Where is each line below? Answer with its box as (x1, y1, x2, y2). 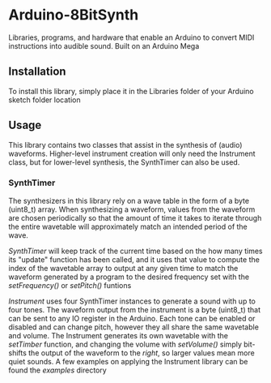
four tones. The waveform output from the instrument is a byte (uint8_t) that (8, 304, 261, 314)
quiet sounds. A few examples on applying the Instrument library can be (8, 356, 248, 366)
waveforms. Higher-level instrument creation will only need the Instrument (8, 148, 256, 158)
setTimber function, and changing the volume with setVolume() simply (8, 339, 243, 349)
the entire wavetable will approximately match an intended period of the (8, 222, 248, 231)
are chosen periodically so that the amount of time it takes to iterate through (8, 213, 262, 222)
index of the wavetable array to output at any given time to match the (8, 263, 239, 273)
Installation (8, 65, 66, 79)
